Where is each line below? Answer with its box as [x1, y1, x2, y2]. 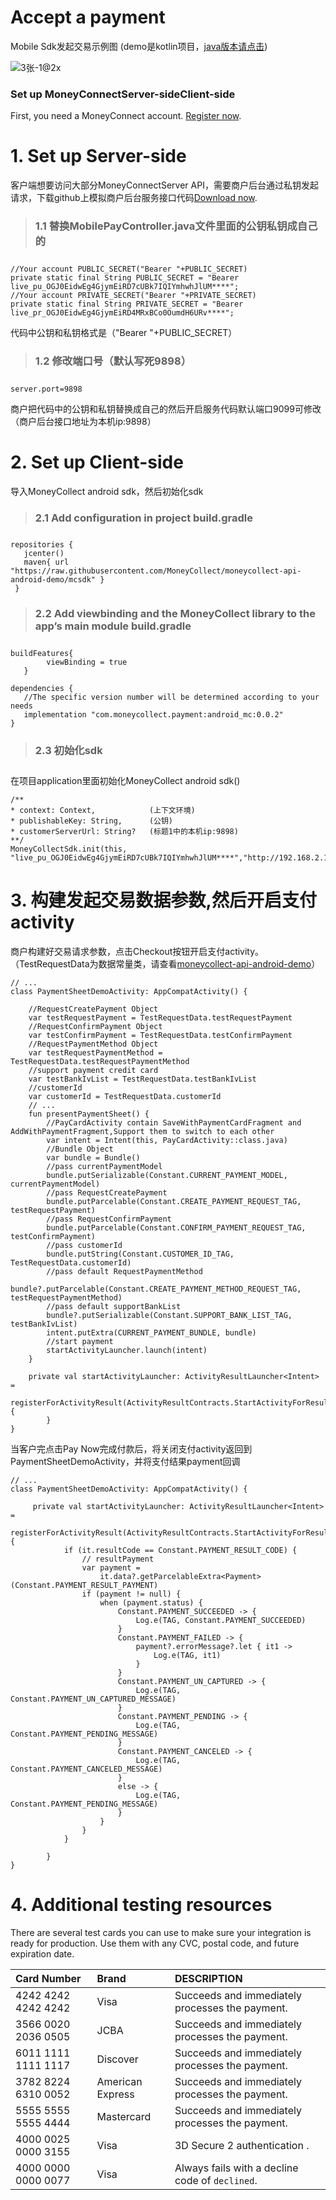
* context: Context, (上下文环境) [10, 805, 196, 815]
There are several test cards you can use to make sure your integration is [10, 1926, 312, 1938]
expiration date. [10, 1947, 75, 1960]
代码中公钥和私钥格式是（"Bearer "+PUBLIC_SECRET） [10, 326, 238, 338]
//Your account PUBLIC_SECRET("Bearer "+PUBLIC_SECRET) [10, 264, 248, 274]
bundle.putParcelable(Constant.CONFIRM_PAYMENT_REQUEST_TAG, [46, 1222, 307, 1233]
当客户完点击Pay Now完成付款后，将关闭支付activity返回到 [10, 1442, 253, 1455]
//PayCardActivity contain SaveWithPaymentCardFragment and [46, 1117, 302, 1128]
